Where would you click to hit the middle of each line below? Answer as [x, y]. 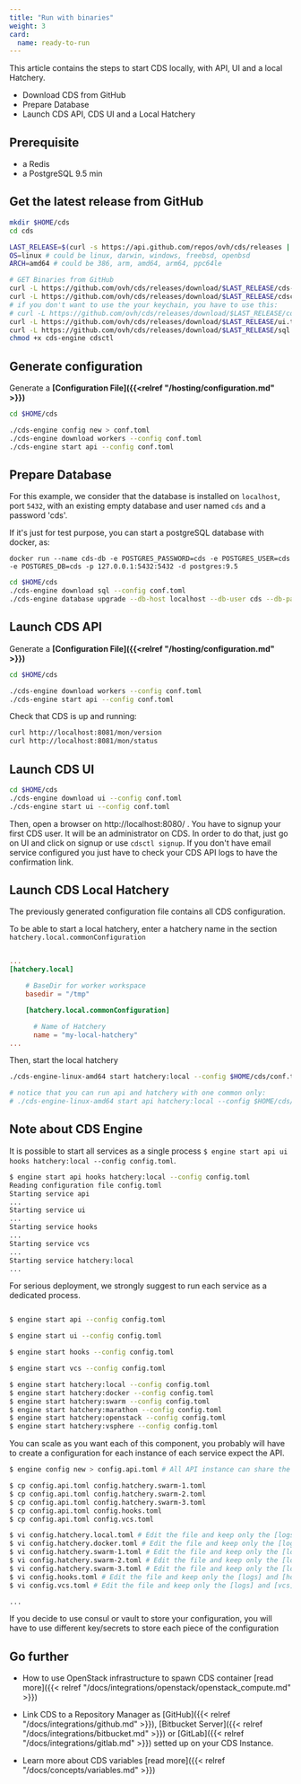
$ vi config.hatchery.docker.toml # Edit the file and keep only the [142, 1544]
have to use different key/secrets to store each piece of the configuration [144, 1628]
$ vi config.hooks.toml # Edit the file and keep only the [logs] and [144, 1577]
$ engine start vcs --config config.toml [88, 1368]
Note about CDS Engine [76, 1129]
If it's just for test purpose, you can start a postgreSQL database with [137, 533]
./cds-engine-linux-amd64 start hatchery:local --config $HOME [130, 1077]
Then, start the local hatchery [64, 1060]
